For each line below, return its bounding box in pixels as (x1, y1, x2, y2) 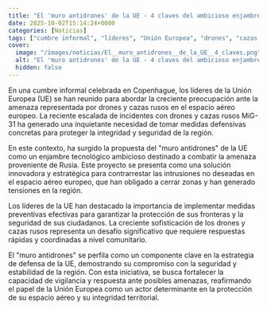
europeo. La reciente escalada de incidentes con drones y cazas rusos (8, 111, 240, 120)
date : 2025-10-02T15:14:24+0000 (8, 19, 115, 27)
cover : (8, 41, 30, 49)
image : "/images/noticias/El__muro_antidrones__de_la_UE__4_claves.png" (15, 49, 261, 57)
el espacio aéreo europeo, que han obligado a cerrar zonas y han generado (8, 177, 256, 186)
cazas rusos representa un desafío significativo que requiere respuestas (8, 226, 246, 236)
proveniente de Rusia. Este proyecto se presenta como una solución (8, 160, 231, 170)
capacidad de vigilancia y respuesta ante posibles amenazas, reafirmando (8, 276, 252, 285)
